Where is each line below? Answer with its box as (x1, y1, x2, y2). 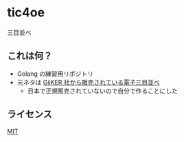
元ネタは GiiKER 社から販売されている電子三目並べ (16, 78, 160, 86)
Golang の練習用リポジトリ (16, 70, 94, 78)
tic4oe (7, 5, 45, 20)
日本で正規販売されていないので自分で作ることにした (27, 87, 179, 95)
